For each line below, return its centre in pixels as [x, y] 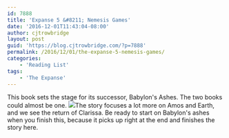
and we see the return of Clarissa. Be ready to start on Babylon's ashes [108, 113]
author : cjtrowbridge [38, 33]
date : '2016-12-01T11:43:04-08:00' [58, 26]
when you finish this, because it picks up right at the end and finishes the [111, 120]
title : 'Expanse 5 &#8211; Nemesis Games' [69, 20]
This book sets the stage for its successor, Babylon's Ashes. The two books [115, 97]
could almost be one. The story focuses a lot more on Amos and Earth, [111, 106]
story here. [23, 128]
